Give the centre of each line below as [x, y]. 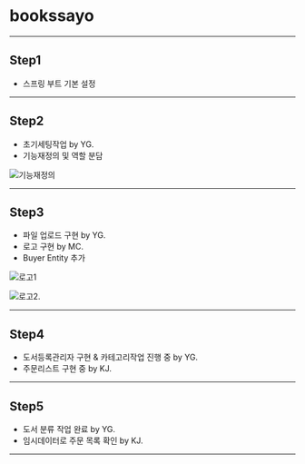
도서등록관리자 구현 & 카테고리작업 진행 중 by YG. [110, 357]
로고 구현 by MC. [53, 247]
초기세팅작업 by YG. [58, 144]
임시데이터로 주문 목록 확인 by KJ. [83, 440]
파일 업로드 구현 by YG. [64, 235]
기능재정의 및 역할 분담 [63, 155]
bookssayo [52, 16]
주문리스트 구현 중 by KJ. [67, 369]
